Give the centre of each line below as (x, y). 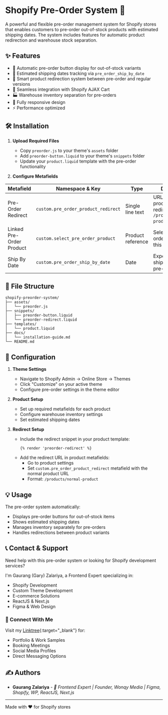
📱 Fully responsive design (39, 102)
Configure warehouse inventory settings (61, 414)
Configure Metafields (35, 176)
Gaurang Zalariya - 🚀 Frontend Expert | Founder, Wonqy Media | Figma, (86, 687)
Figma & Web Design (34, 606)
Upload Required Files (36, 140)
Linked (15, 229)
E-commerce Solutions (36, 596)
